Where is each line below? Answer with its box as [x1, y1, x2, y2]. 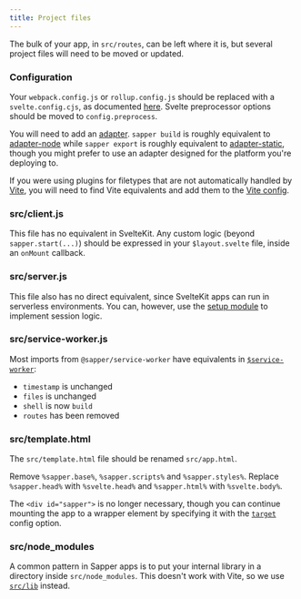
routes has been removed [22, 410, 120, 421]
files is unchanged [22, 391, 97, 401]
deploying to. [9, 157, 59, 168]
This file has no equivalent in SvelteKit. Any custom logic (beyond [9, 228, 256, 239]
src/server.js [9, 270, 68, 283]
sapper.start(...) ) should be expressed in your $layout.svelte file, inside [9, 238, 290, 249]
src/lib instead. [9, 580, 71, 592]
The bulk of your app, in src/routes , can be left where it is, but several [9, 38, 273, 49]
